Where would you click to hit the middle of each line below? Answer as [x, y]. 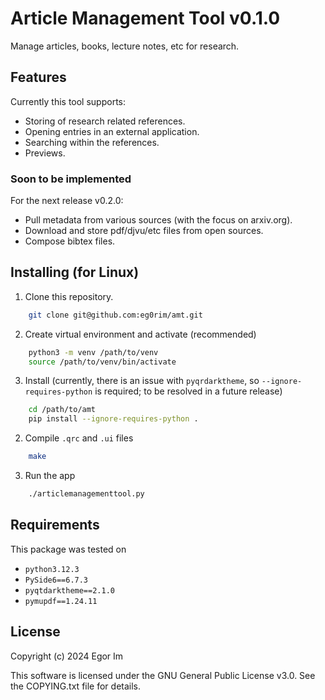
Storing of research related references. [105, 121]
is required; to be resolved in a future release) [188, 391]
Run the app [50, 476]
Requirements [55, 525]
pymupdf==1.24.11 [61, 601]
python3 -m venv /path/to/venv [93, 352]
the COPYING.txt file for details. [76, 686]
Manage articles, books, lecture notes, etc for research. [125, 46]
